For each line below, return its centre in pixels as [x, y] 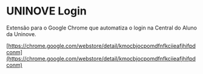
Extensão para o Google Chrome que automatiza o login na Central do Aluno [101, 28]
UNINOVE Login [46, 11]
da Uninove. [21, 34]
